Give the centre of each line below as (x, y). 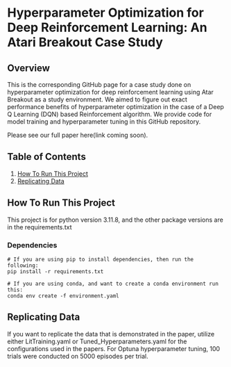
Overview (29, 68)
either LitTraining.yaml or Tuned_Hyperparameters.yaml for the (97, 341)
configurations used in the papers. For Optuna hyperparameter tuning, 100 (114, 348)
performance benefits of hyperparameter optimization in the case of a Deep (115, 107)
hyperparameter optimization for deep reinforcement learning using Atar (110, 92)
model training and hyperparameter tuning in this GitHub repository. (104, 122)
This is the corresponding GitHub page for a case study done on (99, 84)
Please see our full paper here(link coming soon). (78, 135)
